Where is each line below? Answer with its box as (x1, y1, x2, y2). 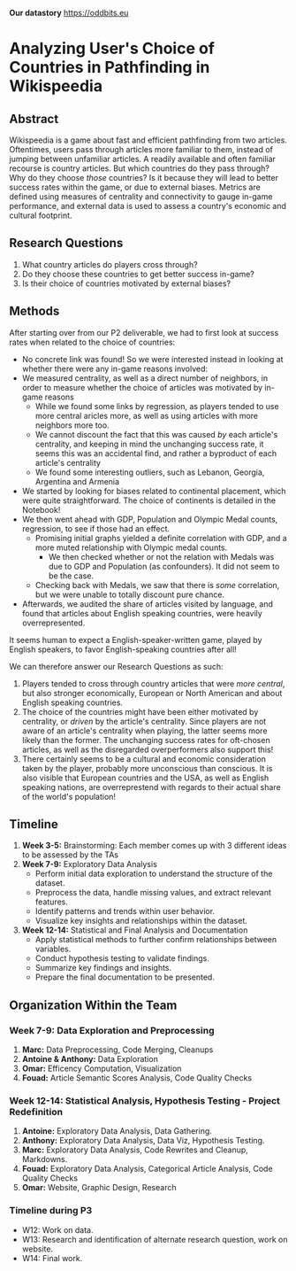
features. (34, 896, 69, 907)
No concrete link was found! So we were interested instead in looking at (21, 353, 285, 364)
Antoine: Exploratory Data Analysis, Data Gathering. (21, 1126, 212, 1136)
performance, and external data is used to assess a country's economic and (9, 201, 287, 211)
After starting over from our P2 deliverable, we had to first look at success (9, 327, 279, 337)
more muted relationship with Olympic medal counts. (34, 542, 228, 553)
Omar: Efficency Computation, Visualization (21, 1063, 182, 1074)
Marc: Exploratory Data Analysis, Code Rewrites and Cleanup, (21, 1144, 249, 1155)
